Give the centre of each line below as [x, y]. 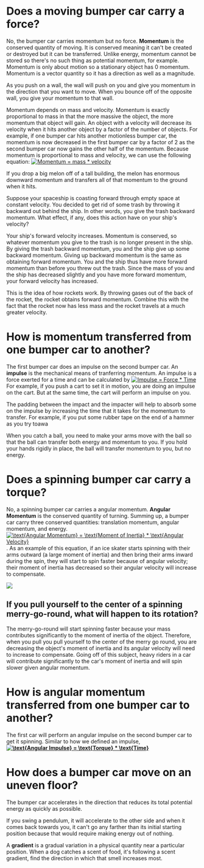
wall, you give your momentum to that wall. [60, 98]
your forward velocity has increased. [52, 281]
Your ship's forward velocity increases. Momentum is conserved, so [92, 236]
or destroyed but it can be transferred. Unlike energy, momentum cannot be [101, 54]
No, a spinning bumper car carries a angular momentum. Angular [88, 509]
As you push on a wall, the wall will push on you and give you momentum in [101, 85]
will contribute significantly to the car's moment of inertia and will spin [94, 661]
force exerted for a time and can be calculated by [68, 379]
